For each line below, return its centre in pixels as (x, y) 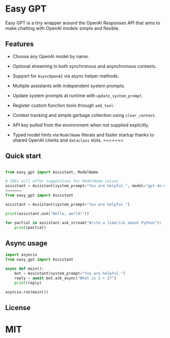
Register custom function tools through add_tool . (63, 105)
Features (19, 44)
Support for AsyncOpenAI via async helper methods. (66, 76)
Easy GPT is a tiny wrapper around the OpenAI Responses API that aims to (83, 23)
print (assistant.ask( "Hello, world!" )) (47, 214)
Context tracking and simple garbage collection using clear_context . (84, 115)
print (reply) (28, 283)
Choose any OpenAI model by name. (51, 56)
